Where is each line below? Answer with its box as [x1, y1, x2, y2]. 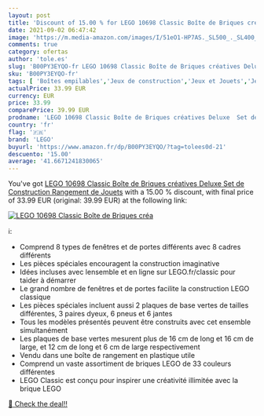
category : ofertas [8, 48, 68, 56]
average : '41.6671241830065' [8, 158, 104, 166]
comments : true [8, 41, 58, 49]
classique [19, 292, 51, 302]
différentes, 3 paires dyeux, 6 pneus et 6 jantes [19, 309, 173, 319]
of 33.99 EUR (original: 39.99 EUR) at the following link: [8, 195, 188, 205]
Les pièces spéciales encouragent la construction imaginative [19, 259, 220, 268]
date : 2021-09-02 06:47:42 [8, 26, 97, 34]
